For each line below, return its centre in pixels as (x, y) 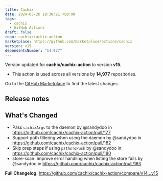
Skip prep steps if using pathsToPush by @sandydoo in (67, 148)
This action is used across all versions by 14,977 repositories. (74, 74)
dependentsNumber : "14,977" (34, 50)
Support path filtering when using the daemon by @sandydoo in (77, 137)
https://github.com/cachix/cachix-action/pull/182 (61, 143)
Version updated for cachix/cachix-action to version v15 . (63, 65)
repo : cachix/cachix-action (34, 37)
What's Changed (31, 115)
